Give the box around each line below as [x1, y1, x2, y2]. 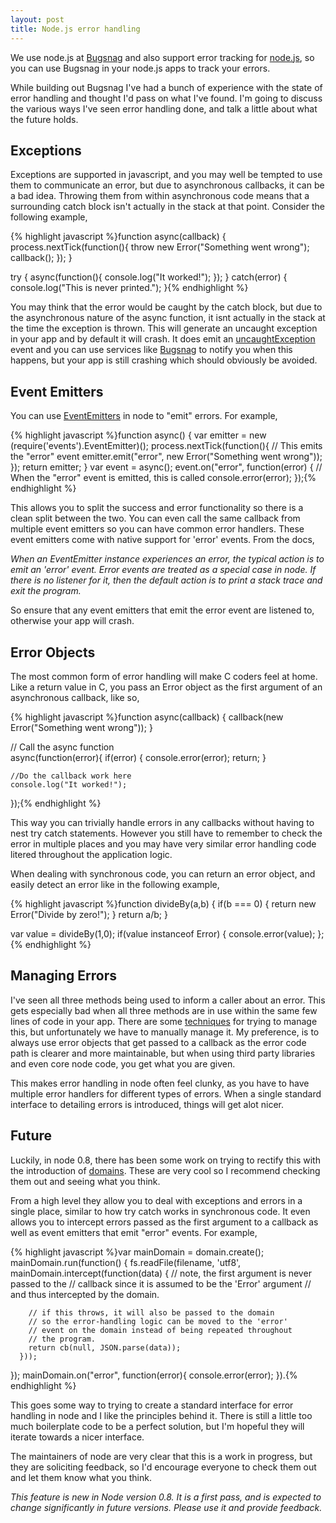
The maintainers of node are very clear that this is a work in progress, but [10, 1450, 313, 1462]
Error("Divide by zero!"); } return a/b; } [10, 908, 168, 920]
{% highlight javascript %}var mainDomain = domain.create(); [10, 1246, 265, 1258]
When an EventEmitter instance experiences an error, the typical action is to [10, 553, 325, 565]
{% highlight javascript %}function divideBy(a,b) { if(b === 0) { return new [10, 897, 317, 910]
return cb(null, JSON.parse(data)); [28, 1342, 182, 1353]
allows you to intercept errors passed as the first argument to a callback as [10, 1216, 319, 1228]
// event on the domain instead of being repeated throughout [28, 1325, 293, 1335]
